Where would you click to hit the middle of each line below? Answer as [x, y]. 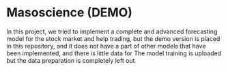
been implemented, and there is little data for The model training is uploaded [114, 53]
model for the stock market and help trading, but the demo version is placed [113, 38]
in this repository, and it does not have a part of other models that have [106, 46]
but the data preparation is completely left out [71, 60]
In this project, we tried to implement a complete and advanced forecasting [112, 31]
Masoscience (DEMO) [69, 13]
